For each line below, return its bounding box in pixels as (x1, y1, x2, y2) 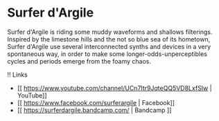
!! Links (7, 71, 28, 79)
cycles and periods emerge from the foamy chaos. (7, 57, 151, 65)
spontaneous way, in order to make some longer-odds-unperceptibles (7, 50, 208, 58)
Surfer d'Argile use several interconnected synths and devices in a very (7, 42, 211, 50)
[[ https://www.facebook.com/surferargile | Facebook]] (17, 98, 175, 106)
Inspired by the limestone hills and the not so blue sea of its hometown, (7, 35, 211, 43)
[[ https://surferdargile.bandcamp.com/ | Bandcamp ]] (17, 106, 172, 114)
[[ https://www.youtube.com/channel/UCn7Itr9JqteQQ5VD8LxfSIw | (17, 84, 213, 92)
